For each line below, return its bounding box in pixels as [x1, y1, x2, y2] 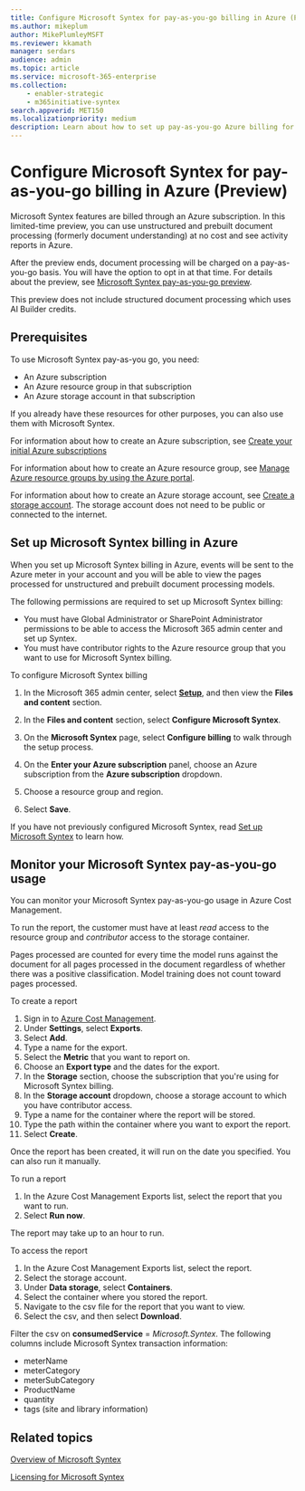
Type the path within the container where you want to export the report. [23, 1119, 291, 1130]
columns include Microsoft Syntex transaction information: [10, 1338, 229, 1349]
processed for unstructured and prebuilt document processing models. [10, 578, 275, 589]
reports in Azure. [10, 239, 73, 250]
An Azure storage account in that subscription [23, 390, 195, 401]
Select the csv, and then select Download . [23, 1311, 182, 1322]
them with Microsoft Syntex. [10, 417, 116, 428]
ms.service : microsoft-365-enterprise [10, 72, 157, 81]
